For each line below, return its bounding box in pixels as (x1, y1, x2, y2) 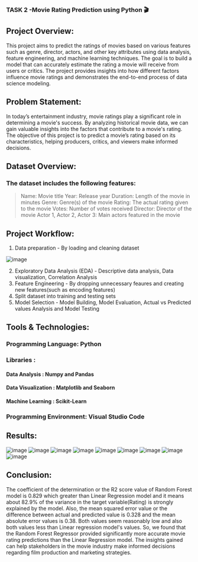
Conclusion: (6, 470, 52, 480)
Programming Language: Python (6, 340, 102, 349)
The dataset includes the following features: (6, 179, 136, 187)
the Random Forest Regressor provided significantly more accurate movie (6, 530, 186, 537)
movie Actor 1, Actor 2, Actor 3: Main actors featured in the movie (20, 212, 180, 219)
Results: (6, 431, 37, 441)
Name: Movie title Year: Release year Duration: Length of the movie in (20, 193, 190, 200)
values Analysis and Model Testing (14, 305, 99, 312)
